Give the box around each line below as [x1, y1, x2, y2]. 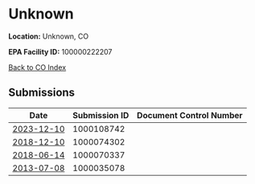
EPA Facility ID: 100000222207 [8, 47, 113, 56]
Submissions [8, 86, 75, 100]
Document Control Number [136, 109, 243, 121]
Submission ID [72, 109, 130, 121]
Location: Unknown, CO [8, 31, 89, 41]
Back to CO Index [8, 62, 67, 72]
